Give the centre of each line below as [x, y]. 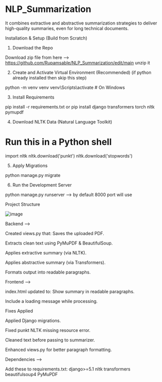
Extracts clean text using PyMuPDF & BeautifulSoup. [59, 243]
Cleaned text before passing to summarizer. [50, 340]
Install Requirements [33, 97]
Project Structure [23, 204]
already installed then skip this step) [50, 77]
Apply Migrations [30, 165]
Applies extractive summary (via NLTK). [46, 252]
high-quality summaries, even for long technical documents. [67, 28]
